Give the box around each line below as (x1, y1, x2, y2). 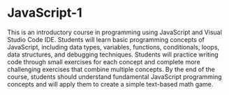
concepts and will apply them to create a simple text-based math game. (7, 80, 214, 88)
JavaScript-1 (7, 5, 82, 21)
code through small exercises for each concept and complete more (7, 57, 200, 66)
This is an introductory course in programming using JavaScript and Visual (7, 28, 222, 36)
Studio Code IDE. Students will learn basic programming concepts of (7, 35, 205, 43)
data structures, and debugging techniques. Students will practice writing (7, 50, 219, 59)
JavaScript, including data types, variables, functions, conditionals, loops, (7, 43, 220, 51)
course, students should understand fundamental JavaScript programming (7, 72, 222, 81)
